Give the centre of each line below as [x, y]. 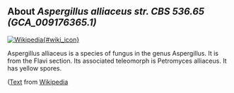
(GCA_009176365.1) [52, 23]
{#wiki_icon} [61, 39]
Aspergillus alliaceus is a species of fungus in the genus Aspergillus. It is [113, 53]
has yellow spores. [35, 68]
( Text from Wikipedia [38, 82]
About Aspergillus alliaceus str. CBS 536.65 [106, 12]
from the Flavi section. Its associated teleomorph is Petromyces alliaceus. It [117, 61]
